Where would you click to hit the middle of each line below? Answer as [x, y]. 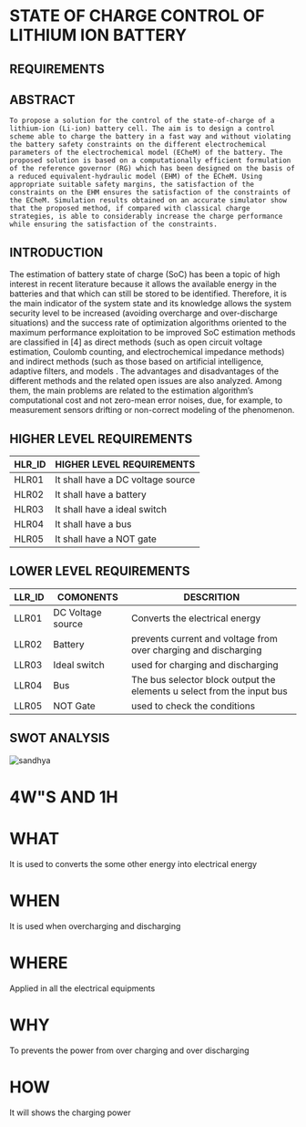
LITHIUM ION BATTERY [98, 35]
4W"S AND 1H [64, 796]
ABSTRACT [42, 100]
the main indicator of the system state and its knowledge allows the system [150, 304]
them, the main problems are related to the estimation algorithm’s [132, 391]
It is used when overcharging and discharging [95, 925]
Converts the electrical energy [196, 618]
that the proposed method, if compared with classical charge [130, 209]
